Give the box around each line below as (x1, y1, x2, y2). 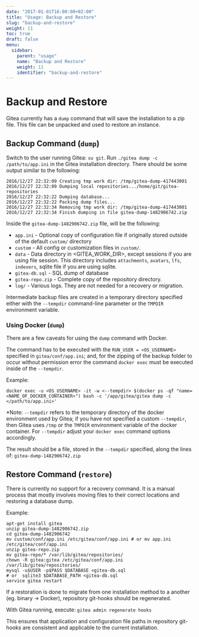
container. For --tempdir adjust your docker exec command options (6, 428, 170, 435)
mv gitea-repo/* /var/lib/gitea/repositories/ (6, 552, 124, 558)
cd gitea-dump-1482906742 (6, 531, 70, 537)
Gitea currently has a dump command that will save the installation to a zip (6, 115, 185, 122)
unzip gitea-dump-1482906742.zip (6, 526, 89, 532)
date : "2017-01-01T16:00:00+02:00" (6, 8, 94, 15)
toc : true (6, 31, 31, 37)
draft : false (6, 36, 39, 42)
